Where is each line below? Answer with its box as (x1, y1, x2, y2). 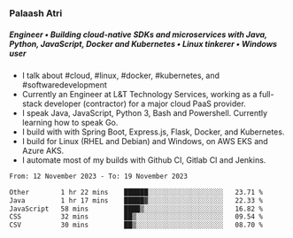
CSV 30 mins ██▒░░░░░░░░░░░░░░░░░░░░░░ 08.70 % (9, 220, 264, 230)
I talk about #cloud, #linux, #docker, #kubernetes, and (21, 70, 220, 81)
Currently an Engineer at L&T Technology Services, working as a (21, 88, 258, 99)
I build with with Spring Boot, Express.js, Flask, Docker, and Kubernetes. (21, 127, 285, 137)
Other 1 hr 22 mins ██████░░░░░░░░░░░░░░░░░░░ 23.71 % (9, 188, 264, 196)
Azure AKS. (21, 145, 65, 156)
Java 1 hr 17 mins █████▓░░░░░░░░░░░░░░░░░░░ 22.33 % (9, 196, 264, 205)
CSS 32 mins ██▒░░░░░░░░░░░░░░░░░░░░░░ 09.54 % (9, 212, 264, 221)
